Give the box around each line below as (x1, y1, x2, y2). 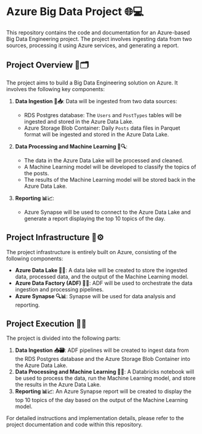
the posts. (24, 170, 50, 177)
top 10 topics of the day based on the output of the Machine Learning (15, 397, 189, 404)
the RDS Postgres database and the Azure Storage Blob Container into (15, 356, 191, 363)
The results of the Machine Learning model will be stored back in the (24, 176, 195, 183)
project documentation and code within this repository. (6, 421, 143, 429)
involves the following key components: (6, 85, 105, 92)
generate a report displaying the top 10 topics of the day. (24, 215, 166, 222)
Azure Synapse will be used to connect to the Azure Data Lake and (24, 208, 191, 215)
